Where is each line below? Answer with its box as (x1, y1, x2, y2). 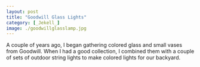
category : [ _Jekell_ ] (6, 20, 60, 25)
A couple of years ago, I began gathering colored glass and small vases (6, 42, 183, 49)
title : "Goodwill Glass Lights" (6, 14, 87, 20)
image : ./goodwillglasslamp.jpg (6, 25, 87, 31)
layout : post (6, 8, 39, 15)
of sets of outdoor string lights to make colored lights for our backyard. (6, 54, 181, 61)
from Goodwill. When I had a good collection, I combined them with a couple (6, 48, 195, 55)
